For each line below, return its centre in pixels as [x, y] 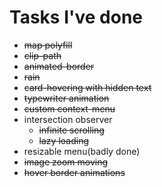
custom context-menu [69, 108]
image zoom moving [66, 162]
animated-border [59, 66]
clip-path [42, 55]
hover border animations [74, 172]
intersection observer [68, 119]
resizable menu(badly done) [82, 151]
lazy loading [63, 140]
